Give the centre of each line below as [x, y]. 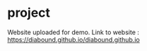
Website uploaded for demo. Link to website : [73, 32]
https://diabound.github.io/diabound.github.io [73, 39]
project [29, 13]
